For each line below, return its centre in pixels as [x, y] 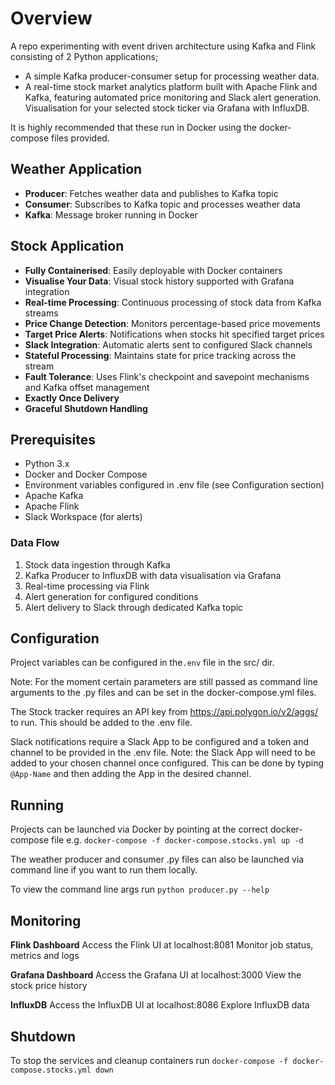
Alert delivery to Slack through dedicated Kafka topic [134, 607]
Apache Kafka [54, 496]
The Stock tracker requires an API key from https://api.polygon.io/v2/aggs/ [164, 712]
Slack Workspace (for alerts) [83, 517]
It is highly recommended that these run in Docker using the [134, 127]
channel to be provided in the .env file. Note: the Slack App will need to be [163, 753]
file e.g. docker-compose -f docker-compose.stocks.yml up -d [177, 840]
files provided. [80, 138]
